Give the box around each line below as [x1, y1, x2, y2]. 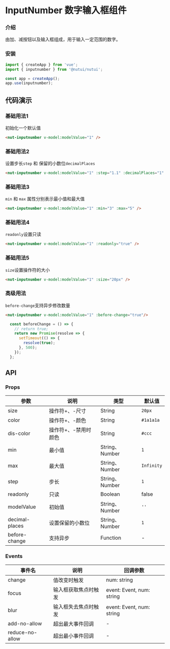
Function [100, 535, 121, 542]
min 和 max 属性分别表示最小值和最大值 [5, 196, 85, 202]
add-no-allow [8, 620, 42, 627]
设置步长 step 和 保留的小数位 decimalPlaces [5, 160, 95, 167]
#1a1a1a [141, 417, 160, 423]
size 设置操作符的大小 [5, 267, 50, 273]
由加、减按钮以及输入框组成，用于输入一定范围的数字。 [5, 36, 120, 43]
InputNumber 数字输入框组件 [5, 5, 127, 16]
